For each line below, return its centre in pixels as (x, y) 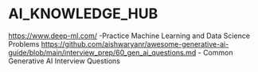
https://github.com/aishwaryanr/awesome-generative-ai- (135, 44)
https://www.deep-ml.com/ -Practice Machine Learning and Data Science (129, 36)
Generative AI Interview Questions (64, 61)
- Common (215, 52)
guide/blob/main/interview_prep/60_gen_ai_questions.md (102, 52)
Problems (24, 44)
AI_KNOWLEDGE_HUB (83, 14)
